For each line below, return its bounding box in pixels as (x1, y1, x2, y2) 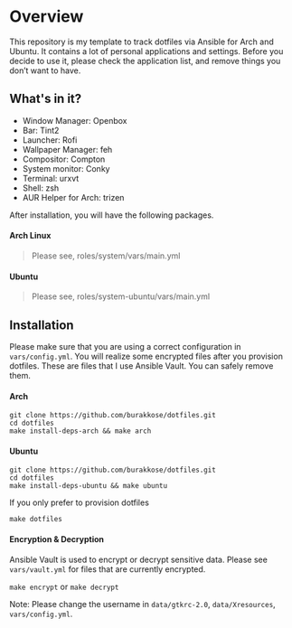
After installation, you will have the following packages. (9, 210, 214, 220)
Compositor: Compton (22, 154, 106, 164)
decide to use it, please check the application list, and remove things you (9, 55, 281, 66)
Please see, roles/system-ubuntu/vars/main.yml (31, 291, 211, 302)
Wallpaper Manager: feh (22, 144, 113, 155)
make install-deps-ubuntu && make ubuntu (9, 482, 168, 491)
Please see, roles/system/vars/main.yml (31, 250, 181, 261)
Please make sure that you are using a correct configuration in (9, 341, 241, 351)
